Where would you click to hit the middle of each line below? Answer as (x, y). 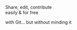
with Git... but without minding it (38, 22)
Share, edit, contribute (29, 7)
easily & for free (22, 12)
